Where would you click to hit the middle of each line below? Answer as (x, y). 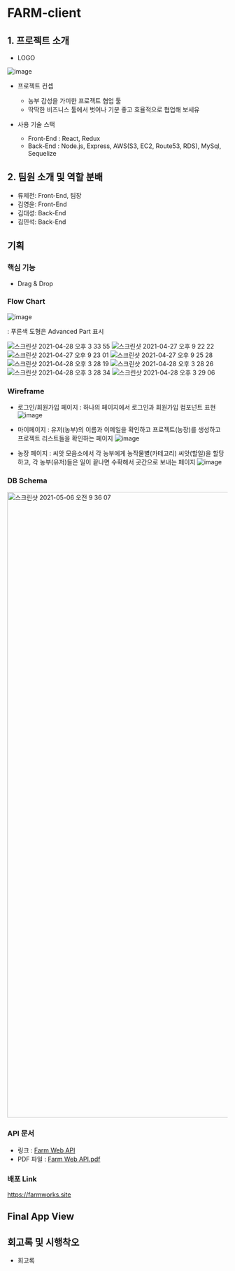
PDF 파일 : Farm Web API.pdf (59, 1159)
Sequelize (42, 153)
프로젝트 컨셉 (35, 86)
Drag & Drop (35, 283)
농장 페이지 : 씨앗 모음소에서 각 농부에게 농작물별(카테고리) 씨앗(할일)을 (114, 453)
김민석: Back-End (42, 222)
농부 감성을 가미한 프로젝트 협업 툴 (74, 101)
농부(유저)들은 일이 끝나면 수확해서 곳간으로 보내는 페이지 (117, 462)
